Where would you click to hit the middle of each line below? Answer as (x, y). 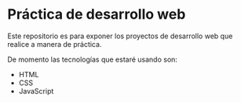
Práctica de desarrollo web (97, 14)
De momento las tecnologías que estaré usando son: (93, 59)
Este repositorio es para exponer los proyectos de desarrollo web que (120, 36)
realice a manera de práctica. (55, 44)
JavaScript (36, 91)
